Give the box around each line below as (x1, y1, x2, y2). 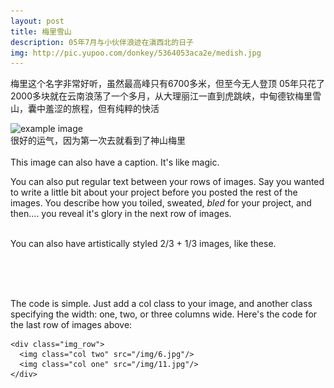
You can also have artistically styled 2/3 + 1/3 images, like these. (10, 238, 277, 250)
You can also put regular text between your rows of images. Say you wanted (10, 176, 325, 188)
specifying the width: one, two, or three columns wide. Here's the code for (10, 308, 318, 320)
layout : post (10, 16, 65, 26)
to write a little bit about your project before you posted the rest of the (10, 186, 298, 199)
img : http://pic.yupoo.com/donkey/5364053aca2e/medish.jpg (10, 48, 262, 58)
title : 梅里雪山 (10, 26, 72, 37)
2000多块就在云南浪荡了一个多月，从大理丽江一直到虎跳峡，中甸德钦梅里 (10, 90, 313, 102)
